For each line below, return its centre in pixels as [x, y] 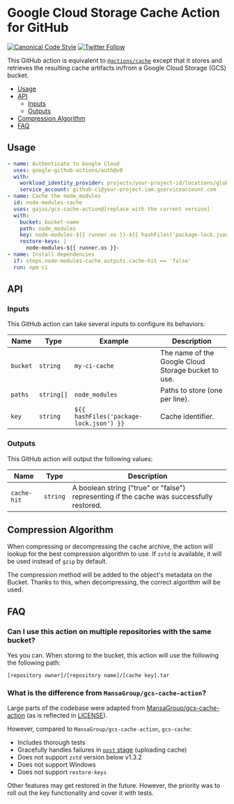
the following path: [34, 663]
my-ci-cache [94, 366]
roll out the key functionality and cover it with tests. [81, 793]
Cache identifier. [187, 417]
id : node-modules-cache [48, 203]
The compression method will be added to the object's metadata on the [110, 575]
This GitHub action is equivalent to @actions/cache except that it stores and [115, 60]
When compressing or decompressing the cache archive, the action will [110, 547]
